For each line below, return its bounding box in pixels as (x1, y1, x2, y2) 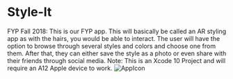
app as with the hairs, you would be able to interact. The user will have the (7, 34, 220, 42)
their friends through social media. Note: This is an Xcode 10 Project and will (7, 56, 226, 64)
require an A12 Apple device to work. (7, 64, 113, 72)
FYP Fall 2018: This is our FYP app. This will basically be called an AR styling (7, 27, 227, 35)
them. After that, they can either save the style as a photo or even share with (7, 49, 227, 58)
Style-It (7, 4, 52, 20)
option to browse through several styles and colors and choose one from (7, 42, 216, 50)
